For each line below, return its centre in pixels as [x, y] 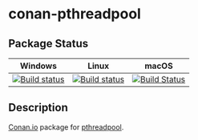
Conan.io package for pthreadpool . [66, 127]
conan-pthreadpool [75, 14]
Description [38, 108]
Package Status [48, 44]
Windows [38, 66]
